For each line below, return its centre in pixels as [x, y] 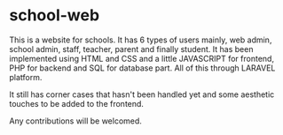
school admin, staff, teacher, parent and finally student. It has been [131, 49]
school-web [55, 15]
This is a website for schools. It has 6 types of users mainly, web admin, [141, 40]
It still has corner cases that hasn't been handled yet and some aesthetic [142, 94]
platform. [26, 77]
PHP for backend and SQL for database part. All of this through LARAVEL [142, 68]
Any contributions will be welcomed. [75, 121]
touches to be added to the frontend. [77, 103]
